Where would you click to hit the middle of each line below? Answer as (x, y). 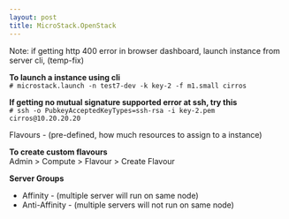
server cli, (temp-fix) (47, 60)
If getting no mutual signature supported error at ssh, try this (123, 102)
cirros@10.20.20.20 (45, 118)
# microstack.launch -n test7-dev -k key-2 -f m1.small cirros (128, 86)
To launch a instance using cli (65, 77)
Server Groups (37, 178)
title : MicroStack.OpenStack (63, 26)
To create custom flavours (58, 152)
